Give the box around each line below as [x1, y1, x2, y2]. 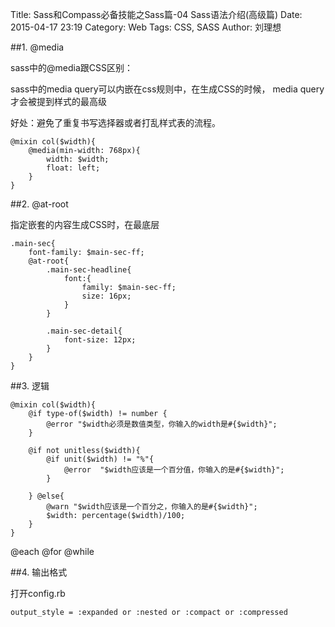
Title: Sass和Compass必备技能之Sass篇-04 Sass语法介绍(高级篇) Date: [10, 9, 303, 20]
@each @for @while [10, 546, 95, 557]
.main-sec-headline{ [46, 265, 132, 275]
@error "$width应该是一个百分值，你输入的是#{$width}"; [63, 465, 285, 475]
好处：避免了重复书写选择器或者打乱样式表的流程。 [10, 117, 221, 128]
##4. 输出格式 [10, 566, 68, 578]
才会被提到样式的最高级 [10, 96, 107, 107]
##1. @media [10, 41, 65, 53]
